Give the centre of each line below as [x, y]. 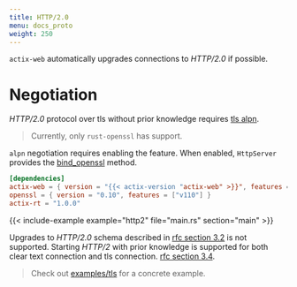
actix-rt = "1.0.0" [45, 203]
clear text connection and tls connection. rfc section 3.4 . [112, 256]
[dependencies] [37, 179]
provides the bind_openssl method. [73, 162]
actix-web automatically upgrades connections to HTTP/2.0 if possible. [138, 59]
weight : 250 [31, 34]
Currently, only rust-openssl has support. [107, 136]
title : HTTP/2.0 [39, 17]
